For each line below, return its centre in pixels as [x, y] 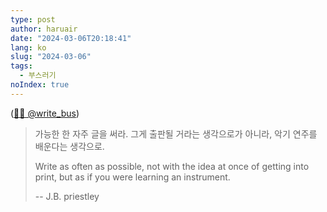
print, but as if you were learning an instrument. [132, 177]
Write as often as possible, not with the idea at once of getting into [172, 166]
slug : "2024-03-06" [51, 57]
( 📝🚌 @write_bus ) [45, 113]
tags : [21, 66]
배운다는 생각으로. [69, 146]
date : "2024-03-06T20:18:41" [71, 38]
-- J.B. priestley [67, 196]
